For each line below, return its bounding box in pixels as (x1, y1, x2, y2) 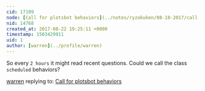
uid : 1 (6, 37, 23, 43)
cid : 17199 (6, 8, 34, 15)
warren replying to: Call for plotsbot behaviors (6, 77, 122, 85)
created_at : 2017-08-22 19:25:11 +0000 (6, 25, 108, 32)
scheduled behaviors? (6, 66, 60, 73)
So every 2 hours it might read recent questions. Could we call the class (6, 59, 187, 67)
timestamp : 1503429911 (6, 32, 64, 38)
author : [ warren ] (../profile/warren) (6, 43, 103, 49)
